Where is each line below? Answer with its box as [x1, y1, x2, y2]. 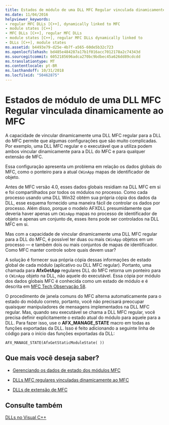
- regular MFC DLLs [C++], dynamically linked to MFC [5, 21, 121, 27]
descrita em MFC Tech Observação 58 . [5, 283, 87, 289]
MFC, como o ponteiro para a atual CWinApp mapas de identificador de [5, 169, 150, 175]
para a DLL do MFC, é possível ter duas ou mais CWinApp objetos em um [5, 236, 153, 242]
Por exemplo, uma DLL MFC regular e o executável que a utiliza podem [5, 143, 152, 149]
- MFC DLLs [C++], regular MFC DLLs [5, 31, 82, 36]
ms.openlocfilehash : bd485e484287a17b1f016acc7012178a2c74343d [5, 49, 141, 54]
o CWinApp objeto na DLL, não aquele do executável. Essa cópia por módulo [5, 272, 161, 279]
